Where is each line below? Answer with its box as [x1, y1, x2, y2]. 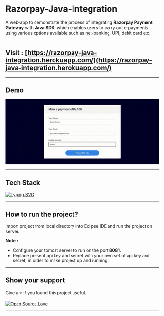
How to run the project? [5, 210, 78, 218]
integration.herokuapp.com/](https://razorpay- [5, 56, 153, 64]
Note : [5, 237, 18, 243]
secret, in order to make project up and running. [12, 257, 109, 263]
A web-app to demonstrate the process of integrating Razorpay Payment [5, 20, 153, 25]
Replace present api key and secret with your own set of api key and [12, 252, 150, 258]
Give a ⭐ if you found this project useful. [5, 289, 87, 296]
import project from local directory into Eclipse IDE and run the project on [5, 223, 152, 229]
